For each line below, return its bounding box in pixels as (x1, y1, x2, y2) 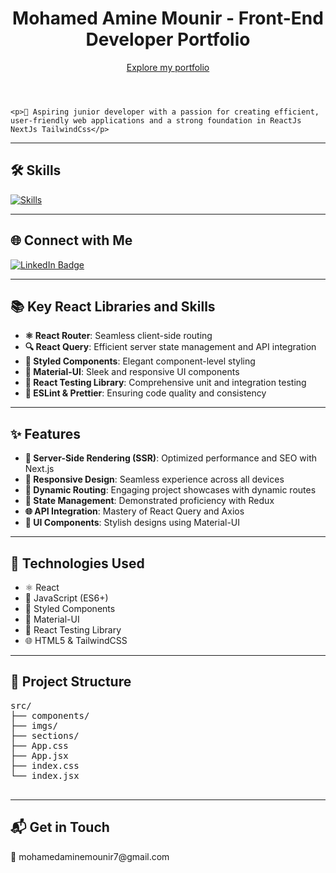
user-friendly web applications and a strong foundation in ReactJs (10, 115, 302, 126)
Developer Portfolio (85, 28, 251, 51)
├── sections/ (10, 730, 80, 741)
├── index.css (10, 760, 80, 771)
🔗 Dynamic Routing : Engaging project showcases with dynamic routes (24, 484, 317, 496)
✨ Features (10, 425, 81, 442)
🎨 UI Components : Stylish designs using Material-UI (24, 517, 241, 529)
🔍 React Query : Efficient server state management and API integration (24, 341, 317, 353)
